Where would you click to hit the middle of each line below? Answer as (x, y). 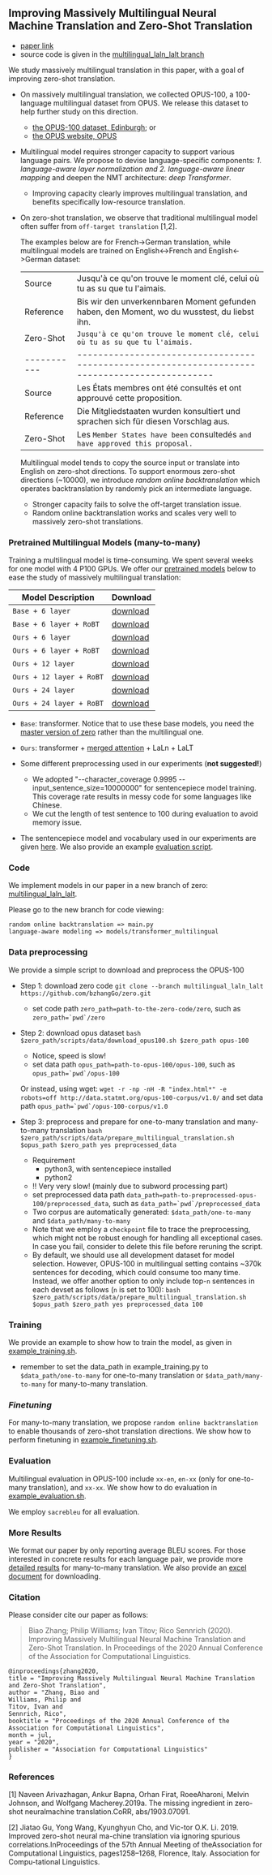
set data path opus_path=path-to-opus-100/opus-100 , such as (134, 1064)
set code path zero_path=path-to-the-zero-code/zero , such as (136, 1008)
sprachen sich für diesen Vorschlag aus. (153, 421)
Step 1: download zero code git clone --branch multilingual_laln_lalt (142, 985)
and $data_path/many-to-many (81, 1220)
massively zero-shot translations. (87, 521)
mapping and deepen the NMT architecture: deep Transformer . (125, 177)
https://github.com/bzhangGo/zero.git (85, 994)
